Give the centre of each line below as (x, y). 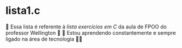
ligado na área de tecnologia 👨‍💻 (44, 39)
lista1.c (23, 11)
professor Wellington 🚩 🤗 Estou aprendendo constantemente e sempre (91, 32)
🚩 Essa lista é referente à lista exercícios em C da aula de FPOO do (86, 27)
